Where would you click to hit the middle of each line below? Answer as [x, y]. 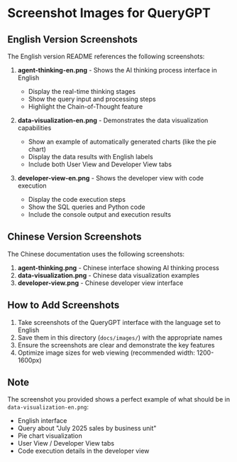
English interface [42, 421]
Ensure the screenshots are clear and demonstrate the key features [116, 345]
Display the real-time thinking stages [82, 91]
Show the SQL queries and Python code [87, 207]
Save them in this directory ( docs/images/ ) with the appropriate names [120, 337]
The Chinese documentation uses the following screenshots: [96, 254]
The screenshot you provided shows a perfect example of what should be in [119, 399]
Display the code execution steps [77, 199]
